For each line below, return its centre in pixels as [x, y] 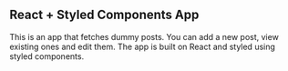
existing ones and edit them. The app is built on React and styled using [143, 46]
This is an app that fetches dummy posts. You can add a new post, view [144, 36]
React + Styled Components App [104, 15]
